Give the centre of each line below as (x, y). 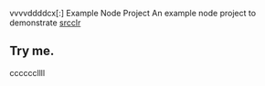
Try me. (32, 51)
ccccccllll (27, 72)
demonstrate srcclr (45, 23)
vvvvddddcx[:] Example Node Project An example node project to (133, 13)
